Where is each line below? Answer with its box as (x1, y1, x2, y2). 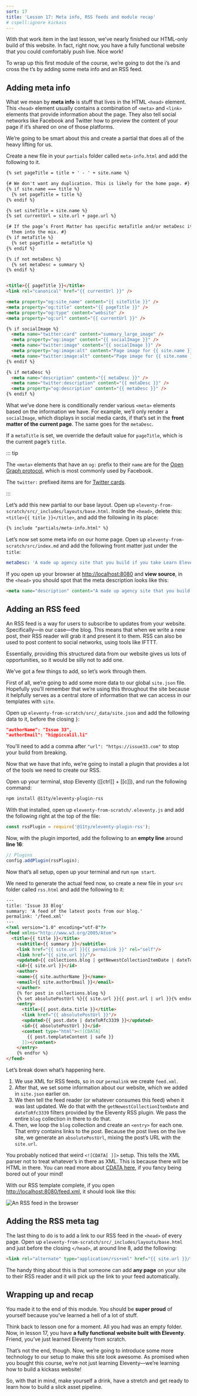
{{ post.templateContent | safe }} (27, 1034, 114, 1040)
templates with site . (6, 698, 55, 705)
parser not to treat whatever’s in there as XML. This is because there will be (6, 1158, 189, 1164)
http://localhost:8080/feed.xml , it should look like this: (6, 1188, 137, 1195)
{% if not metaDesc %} (6, 256, 62, 262)
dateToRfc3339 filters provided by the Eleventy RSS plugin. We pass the (14, 1109, 186, 1116)
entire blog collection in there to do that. (14, 1115, 111, 1122)
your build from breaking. (6, 749, 67, 756)
